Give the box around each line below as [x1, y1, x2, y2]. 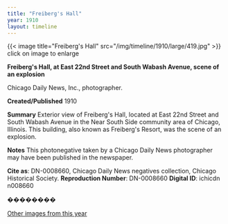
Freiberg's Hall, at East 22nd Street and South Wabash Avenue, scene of [7, 63, 220, 71]
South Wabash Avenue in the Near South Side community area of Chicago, [7, 118, 220, 126]
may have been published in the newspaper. [7, 153, 134, 162]
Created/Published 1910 [7, 97, 78, 105]
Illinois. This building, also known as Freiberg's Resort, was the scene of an [7, 126, 222, 134]
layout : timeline [7, 23, 58, 30]
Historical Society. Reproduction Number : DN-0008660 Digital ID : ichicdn [7, 174, 220, 182]
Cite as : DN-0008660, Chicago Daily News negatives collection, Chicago [7, 167, 217, 175]
